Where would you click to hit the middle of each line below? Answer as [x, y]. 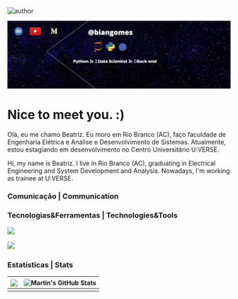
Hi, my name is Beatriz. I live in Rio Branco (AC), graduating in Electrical [112, 163]
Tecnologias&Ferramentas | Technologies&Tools [93, 215]
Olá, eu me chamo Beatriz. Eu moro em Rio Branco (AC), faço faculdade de [117, 134]
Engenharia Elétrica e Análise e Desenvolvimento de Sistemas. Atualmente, [117, 142]
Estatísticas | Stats [40, 264]
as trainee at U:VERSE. [40, 178]
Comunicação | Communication [63, 196]
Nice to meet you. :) [66, 114]
